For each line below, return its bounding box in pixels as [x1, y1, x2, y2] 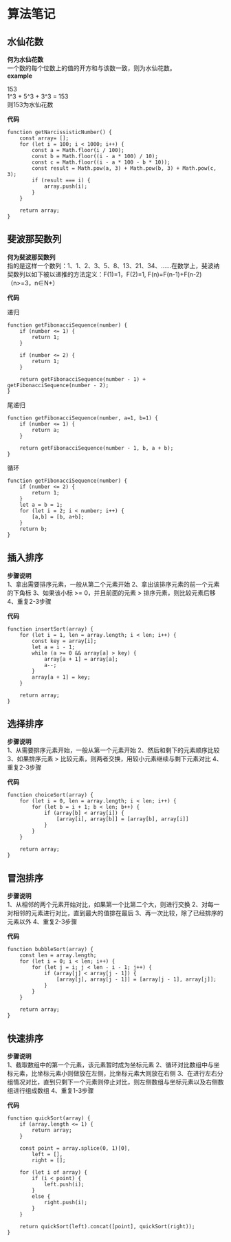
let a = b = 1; [19, 501, 63, 508]
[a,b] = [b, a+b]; [32, 513, 85, 520]
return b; [19, 525, 48, 532]
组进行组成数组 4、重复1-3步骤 [7, 1087, 94, 1095]
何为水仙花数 [7, 56, 43, 63]
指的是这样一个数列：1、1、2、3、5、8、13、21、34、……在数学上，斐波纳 [7, 261, 220, 270]
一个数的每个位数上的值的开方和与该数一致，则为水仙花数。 [7, 64, 176, 72]
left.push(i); [43, 1181, 85, 1188]
